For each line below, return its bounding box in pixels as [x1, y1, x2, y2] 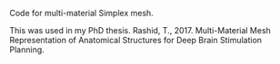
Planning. [9, 44, 45, 55]
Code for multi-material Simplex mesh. [9, 8, 155, 18]
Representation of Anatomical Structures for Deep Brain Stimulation [9, 35, 262, 45]
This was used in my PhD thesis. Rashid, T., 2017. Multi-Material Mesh [9, 25, 271, 35]
